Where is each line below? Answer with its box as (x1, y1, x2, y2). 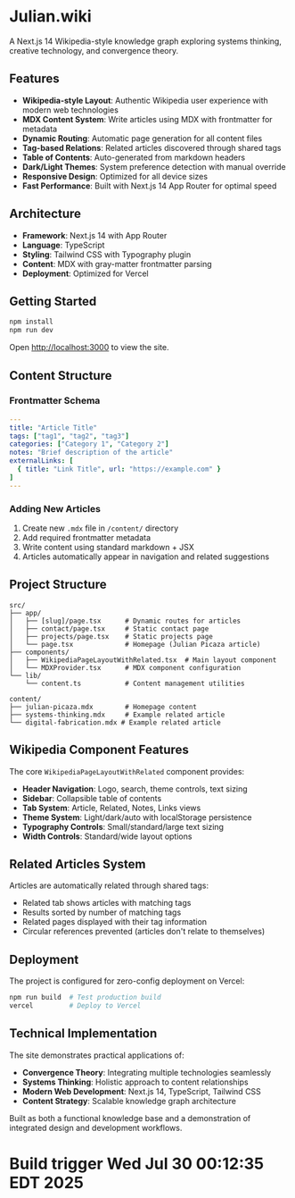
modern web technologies (21, 105, 119, 115)
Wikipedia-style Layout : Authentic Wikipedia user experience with (21, 95, 269, 105)
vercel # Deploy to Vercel (9, 1001, 142, 1010)
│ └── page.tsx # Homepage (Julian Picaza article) (9, 640, 261, 649)
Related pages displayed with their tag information (21, 917, 208, 927)
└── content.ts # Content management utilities (25, 679, 245, 688)
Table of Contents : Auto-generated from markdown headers (21, 152, 246, 163)
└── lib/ (9, 671, 42, 680)
